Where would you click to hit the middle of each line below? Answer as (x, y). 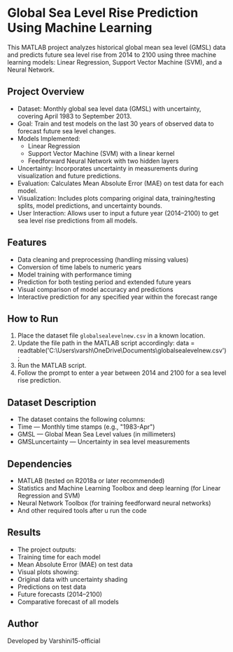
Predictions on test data (51, 587)
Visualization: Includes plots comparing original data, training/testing (116, 198)
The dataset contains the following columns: (81, 420)
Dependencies (40, 464)
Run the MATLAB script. (52, 366)
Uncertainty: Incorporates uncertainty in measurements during (107, 168)
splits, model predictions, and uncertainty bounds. (90, 206)
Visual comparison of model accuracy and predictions (95, 289)
